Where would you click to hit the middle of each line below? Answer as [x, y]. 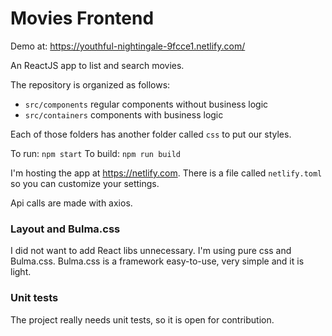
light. [21, 272]
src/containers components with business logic [124, 114]
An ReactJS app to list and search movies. [97, 65]
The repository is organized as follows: [90, 84]
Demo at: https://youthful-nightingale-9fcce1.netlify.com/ [128, 46]
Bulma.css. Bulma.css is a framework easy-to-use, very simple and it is [157, 261]
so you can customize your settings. [85, 183]
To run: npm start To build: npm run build [95, 153]
